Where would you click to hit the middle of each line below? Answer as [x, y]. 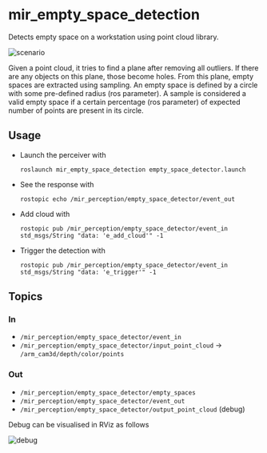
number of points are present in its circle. [76, 110]
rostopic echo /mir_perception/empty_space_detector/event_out [128, 199]
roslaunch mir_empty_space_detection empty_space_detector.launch [133, 170]
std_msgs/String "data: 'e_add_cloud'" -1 [92, 235]
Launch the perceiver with [63, 154]
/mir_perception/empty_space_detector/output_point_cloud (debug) [132, 409]
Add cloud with [45, 214]
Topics [26, 297]
